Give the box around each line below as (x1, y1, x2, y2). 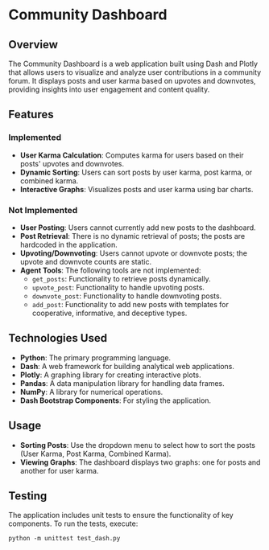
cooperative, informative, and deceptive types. (31, 308, 188, 318)
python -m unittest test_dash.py (8, 535, 121, 543)
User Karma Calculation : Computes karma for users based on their (19, 150, 244, 160)
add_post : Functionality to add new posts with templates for (31, 299, 230, 309)
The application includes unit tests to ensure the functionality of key (8, 511, 234, 520)
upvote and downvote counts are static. (19, 257, 151, 266)
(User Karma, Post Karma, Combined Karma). (19, 449, 172, 458)
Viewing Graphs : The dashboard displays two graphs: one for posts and (19, 457, 261, 467)
